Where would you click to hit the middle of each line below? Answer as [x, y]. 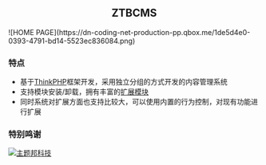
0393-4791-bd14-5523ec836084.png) [72, 41]
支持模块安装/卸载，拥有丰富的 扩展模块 [84, 92]
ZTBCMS [134, 13]
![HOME [21, 32]
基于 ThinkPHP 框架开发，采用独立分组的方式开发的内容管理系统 [123, 82]
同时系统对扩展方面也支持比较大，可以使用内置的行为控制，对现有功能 [135, 102]
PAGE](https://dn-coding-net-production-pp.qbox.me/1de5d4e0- [143, 32]
